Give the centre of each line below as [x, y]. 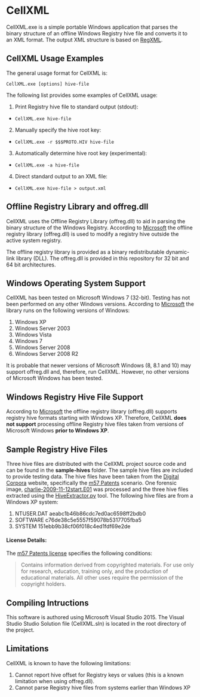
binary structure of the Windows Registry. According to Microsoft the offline [99, 228]
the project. [20, 630]
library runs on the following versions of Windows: [68, 310]
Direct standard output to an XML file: [61, 176]
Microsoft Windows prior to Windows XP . [58, 431]
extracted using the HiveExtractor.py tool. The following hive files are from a [100, 496]
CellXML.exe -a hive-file [47, 165]
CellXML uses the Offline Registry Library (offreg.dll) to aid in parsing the [96, 221]
